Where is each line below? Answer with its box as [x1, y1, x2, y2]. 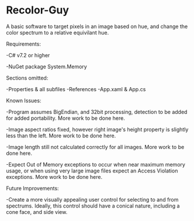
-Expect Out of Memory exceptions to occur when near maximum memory [6, 161, 186, 168]
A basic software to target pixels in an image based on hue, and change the [6, 23, 188, 30]
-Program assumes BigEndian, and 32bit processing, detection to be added [6, 108, 188, 115]
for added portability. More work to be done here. [6, 115, 126, 122]
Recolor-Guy [6, 4, 69, 17]
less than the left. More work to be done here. [6, 132, 116, 139]
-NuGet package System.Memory [6, 63, 88, 70]
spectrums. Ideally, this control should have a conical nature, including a [6, 202, 180, 209]
